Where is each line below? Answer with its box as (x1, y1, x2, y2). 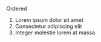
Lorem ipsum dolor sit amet (15, 17, 83, 23)
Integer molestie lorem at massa (15, 29, 96, 36)
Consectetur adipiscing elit (15, 23, 82, 30)
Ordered (6, 5, 27, 12)
